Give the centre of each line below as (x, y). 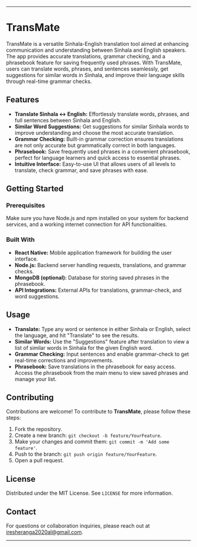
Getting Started (35, 189)
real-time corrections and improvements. (64, 360)
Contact (21, 511)
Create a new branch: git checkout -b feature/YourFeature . (88, 435)
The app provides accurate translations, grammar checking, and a (86, 56)
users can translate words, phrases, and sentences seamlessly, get (87, 69)
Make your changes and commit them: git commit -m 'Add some (92, 442)
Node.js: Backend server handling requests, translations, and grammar (100, 265)
